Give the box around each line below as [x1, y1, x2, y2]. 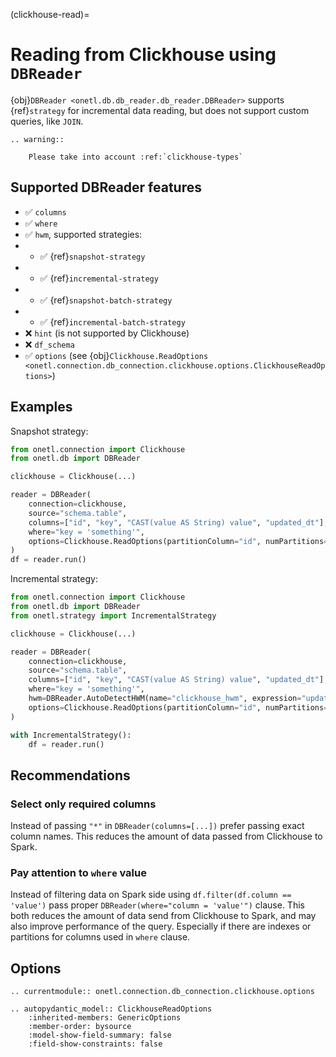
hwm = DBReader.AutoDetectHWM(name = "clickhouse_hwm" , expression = [28, 694, 302, 704]
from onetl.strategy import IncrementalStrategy [10, 610, 217, 621]
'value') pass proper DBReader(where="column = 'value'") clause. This [10, 899, 305, 911]
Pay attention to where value [10, 866, 147, 880]
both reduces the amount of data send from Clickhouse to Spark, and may [10, 910, 317, 922]
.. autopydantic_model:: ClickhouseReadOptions [10, 1004, 213, 1014]
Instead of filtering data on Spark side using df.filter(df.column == [10, 889, 292, 901]
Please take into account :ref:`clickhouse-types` [28, 152, 244, 162]
